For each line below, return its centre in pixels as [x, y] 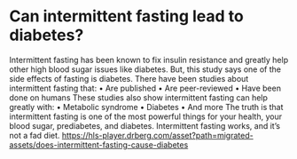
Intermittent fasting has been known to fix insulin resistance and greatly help [149, 60]
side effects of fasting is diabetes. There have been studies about [129, 78]
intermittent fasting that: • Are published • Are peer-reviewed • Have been [145, 88]
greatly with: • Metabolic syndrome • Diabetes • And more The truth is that [146, 107]
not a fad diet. [35, 135]
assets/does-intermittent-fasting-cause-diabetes [99, 145]
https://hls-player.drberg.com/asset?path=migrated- [158, 135]
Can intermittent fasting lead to [126, 16]
